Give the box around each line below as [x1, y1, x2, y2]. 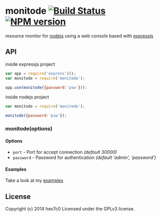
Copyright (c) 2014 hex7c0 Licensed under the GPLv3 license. [5, 206, 135, 212]
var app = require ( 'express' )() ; [5, 71, 76, 76]
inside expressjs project [5, 61, 55, 67]
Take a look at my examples [5, 177, 63, 183]
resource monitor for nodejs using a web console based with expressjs [5, 33, 153, 39]
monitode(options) [5, 125, 52, 132]
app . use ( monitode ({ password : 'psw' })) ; [5, 85, 87, 90]
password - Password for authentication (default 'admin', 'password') [12, 154, 156, 160]
